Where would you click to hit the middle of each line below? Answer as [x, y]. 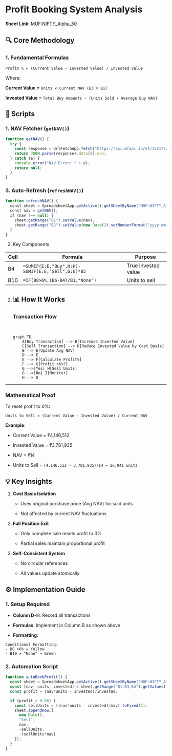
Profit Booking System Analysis [74, 10]
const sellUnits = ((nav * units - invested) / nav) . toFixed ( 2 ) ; [81, 705]
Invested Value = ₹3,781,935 [42, 445]
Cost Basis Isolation [34, 494]
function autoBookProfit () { [36, 677]
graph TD [22, 337]
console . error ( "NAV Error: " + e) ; [52, 163]
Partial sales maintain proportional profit [62, 543]
